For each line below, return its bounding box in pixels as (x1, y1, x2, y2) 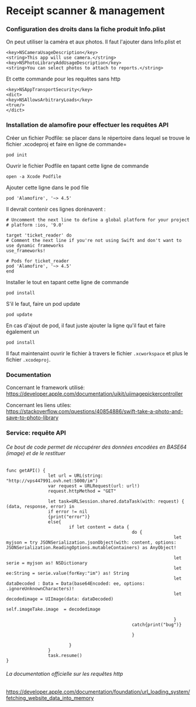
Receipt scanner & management (6, 4, 165, 18)
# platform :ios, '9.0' (6, 222, 64, 228)
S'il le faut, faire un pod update (6, 300, 81, 307)
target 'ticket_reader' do (6, 232, 72, 238)
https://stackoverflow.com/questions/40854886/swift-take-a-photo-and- (6, 408, 183, 415)
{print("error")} (47, 514, 91, 520)
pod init (6, 151, 27, 158)
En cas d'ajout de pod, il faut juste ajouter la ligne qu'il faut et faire (6, 322, 166, 329)
